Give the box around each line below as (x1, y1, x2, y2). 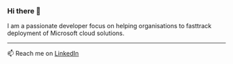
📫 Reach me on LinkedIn (7, 50, 79, 58)
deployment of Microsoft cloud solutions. (7, 29, 125, 37)
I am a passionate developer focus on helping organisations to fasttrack (7, 22, 212, 30)
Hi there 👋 (7, 6, 42, 16)
